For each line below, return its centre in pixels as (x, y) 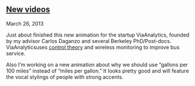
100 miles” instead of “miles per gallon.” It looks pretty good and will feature (97, 71)
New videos (28, 10)
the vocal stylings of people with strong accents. (65, 77)
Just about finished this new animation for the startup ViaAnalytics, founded (98, 35)
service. (16, 53)
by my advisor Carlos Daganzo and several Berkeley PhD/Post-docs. (89, 41)
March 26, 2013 (25, 23)
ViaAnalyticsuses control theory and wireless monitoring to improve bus (93, 47)
